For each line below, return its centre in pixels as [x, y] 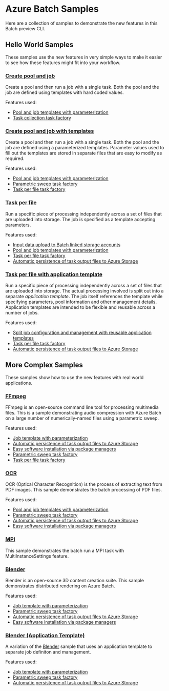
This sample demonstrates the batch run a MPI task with [65, 550]
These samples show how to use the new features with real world [75, 377]
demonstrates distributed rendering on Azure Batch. [60, 586]
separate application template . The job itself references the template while [84, 296]
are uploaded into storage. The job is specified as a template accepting [80, 219]
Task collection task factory [42, 118]
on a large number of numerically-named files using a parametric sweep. [82, 418]
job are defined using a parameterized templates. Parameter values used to [85, 148]
